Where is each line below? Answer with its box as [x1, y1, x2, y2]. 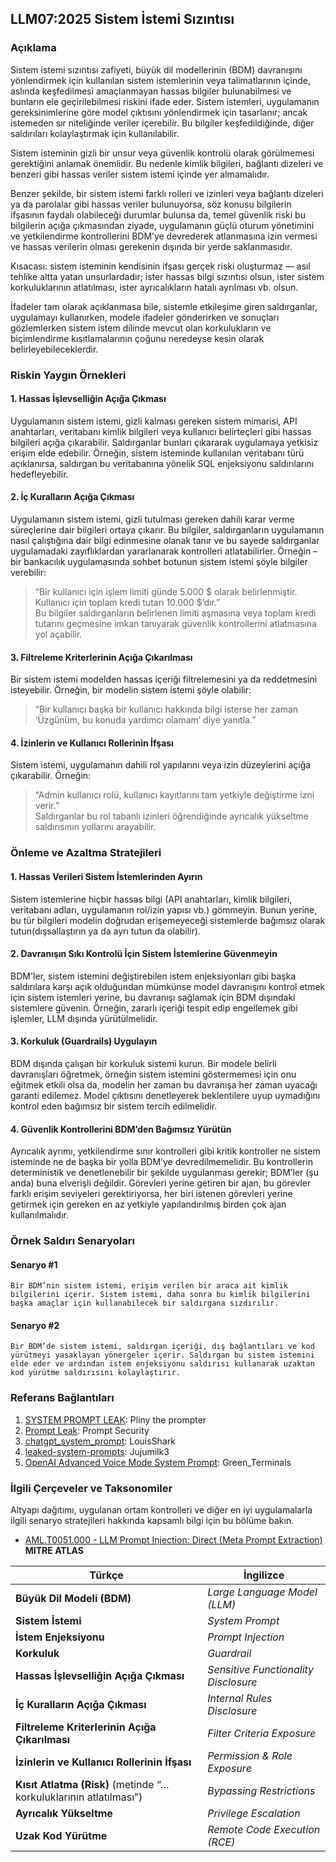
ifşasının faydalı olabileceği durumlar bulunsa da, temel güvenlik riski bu [10, 208, 306, 221]
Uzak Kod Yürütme [15, 1829, 108, 1843]
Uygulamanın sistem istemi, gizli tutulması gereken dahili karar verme [10, 513, 295, 526]
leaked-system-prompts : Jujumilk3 [24, 1445, 170, 1457]
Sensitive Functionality [207, 1663, 315, 1677]
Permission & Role [207, 1749, 293, 1763]
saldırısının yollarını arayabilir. [34, 821, 157, 833]
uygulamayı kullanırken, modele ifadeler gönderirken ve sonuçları [10, 311, 280, 323]
